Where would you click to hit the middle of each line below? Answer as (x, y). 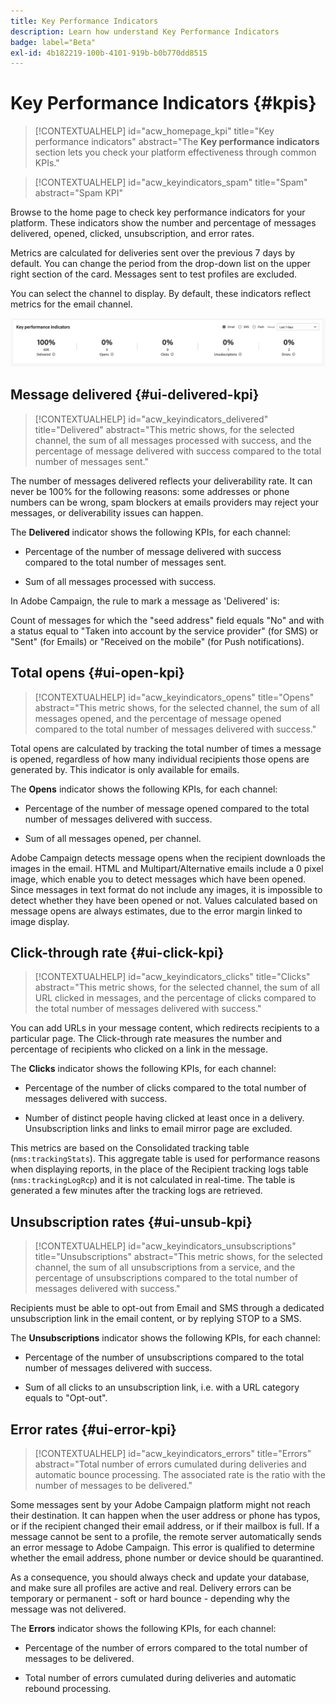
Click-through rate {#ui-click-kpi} (117, 952)
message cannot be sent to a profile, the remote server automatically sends (166, 1537)
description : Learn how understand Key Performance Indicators (145, 31)
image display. (40, 921)
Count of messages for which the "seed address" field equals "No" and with (167, 620)
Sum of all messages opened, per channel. (113, 838)
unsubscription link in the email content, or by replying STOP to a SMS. (156, 1319)
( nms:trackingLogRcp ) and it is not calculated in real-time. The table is (153, 1180)
